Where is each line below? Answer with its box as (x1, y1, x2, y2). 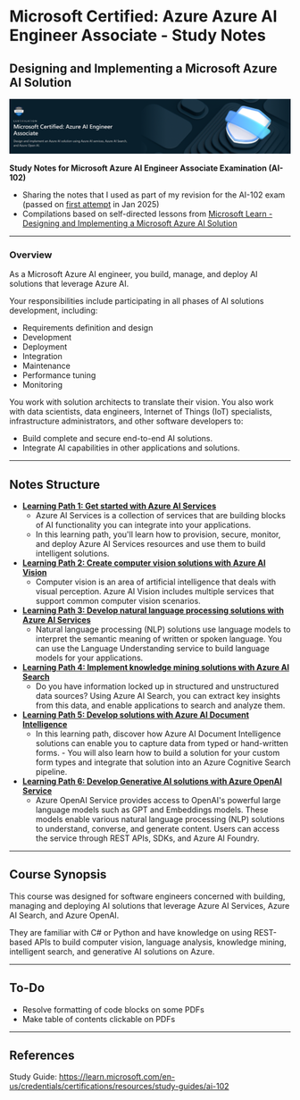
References (9, 1048, 75, 1063)
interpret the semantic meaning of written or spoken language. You (35, 634, 283, 644)
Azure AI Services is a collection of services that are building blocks (35, 510, 286, 521)
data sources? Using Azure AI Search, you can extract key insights (35, 691, 281, 701)
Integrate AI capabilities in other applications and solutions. (21, 442, 240, 453)
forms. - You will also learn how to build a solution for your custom (35, 748, 280, 759)
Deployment (21, 341, 68, 352)
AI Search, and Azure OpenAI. (9, 910, 120, 920)
